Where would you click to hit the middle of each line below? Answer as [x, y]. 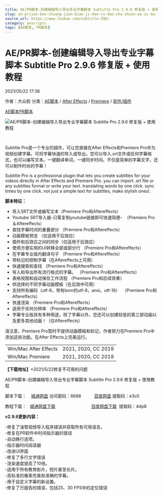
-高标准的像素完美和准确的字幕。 [38, 476]
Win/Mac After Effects [33, 349]
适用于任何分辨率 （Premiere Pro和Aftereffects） [61, 308]
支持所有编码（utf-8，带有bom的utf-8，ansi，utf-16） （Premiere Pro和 [84, 290]
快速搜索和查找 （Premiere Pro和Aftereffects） [59, 266]
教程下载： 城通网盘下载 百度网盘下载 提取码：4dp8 [76, 407]
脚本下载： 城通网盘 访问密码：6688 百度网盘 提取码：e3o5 [72, 396]
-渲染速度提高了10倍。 [27, 463]
